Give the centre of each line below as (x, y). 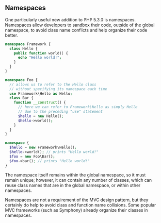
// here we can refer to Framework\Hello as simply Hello (78, 107)
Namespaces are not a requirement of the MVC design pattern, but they (77, 200)
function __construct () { (40, 103)
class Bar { (22, 98)
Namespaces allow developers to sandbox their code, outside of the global (80, 25)
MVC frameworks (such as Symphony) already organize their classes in (76, 210)
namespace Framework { (28, 44)
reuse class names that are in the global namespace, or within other (73, 185)
